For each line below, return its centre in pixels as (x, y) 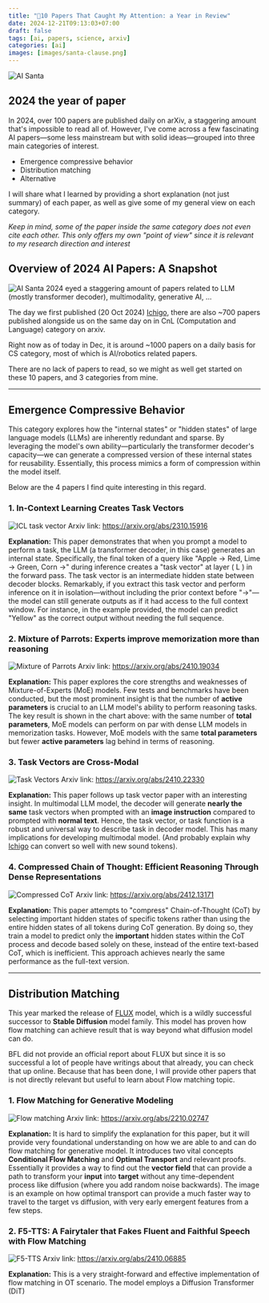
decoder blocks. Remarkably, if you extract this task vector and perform (127, 584)
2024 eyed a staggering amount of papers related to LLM (140, 288)
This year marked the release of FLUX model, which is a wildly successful (130, 1013)
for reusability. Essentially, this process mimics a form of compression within (134, 463)
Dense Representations (55, 877)
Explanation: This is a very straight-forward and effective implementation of (134, 1274)
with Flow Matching (47, 1241)
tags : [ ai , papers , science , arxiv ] (69, 38)
